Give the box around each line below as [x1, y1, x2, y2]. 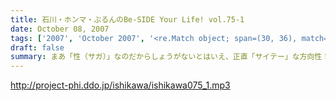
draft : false [10, 42, 65, 53]
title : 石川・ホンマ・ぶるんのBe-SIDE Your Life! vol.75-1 [10, 14, 245, 25]
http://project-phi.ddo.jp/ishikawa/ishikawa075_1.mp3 [10, 79, 231, 91]
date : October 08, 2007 [10, 24, 110, 34]
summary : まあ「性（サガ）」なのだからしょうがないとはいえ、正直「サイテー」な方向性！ [10, 52, 330, 62]
